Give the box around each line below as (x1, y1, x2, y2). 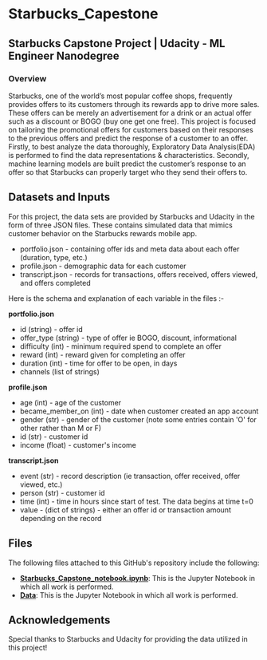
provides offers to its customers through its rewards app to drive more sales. (8, 99, 260, 109)
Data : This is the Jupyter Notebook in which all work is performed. (19, 590, 238, 599)
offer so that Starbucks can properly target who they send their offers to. (8, 167, 248, 176)
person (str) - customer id (19, 488, 105, 497)
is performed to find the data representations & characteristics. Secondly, (8, 150, 249, 160)
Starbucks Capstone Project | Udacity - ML (8, 37, 226, 50)
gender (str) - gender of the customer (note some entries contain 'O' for (19, 414, 257, 424)
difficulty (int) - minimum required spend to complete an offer (19, 341, 222, 351)
